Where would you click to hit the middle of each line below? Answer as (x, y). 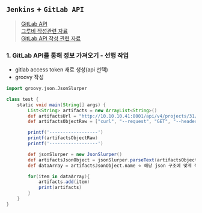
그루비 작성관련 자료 (44, 31)
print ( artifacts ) (60, 188)
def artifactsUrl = (52, 116)
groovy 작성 (29, 77)
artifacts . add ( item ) (64, 182)
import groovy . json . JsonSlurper (47, 89)
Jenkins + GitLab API (45, 9)
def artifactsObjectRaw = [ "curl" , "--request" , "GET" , (99, 122)
